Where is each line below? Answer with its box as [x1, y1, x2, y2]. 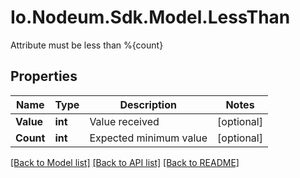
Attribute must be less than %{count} [10, 39, 164, 51]
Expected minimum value [89, 131, 208, 145]
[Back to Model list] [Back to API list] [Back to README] [10, 156, 240, 168]
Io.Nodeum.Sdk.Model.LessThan [10, 6, 291, 29]
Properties [10, 68, 78, 85]
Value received [89, 114, 160, 128]
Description [119, 97, 177, 111]
